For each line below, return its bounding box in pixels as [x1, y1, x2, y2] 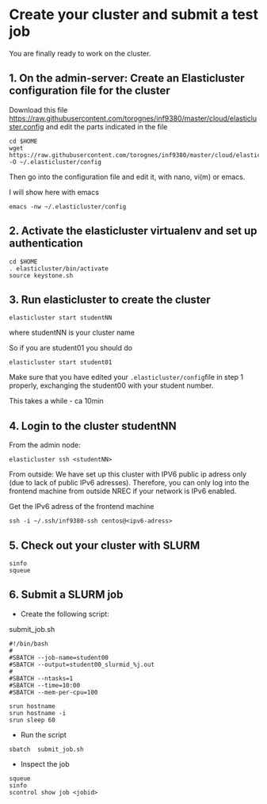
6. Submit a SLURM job [9, 588, 124, 602]
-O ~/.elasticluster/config [9, 158, 102, 166]
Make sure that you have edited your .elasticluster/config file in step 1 [9, 373, 244, 382]
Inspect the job [20, 759, 70, 768]
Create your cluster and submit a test [9, 6, 259, 24]
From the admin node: [9, 440, 82, 450]
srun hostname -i [9, 709, 67, 717]
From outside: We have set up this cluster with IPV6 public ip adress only [9, 469, 247, 479]
